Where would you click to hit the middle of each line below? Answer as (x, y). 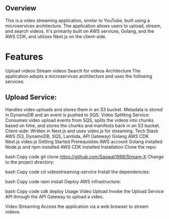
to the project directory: (30, 162)
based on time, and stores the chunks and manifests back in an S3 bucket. (83, 125)
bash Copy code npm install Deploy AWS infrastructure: (63, 181)
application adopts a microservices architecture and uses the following (79, 76)
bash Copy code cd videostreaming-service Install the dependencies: (78, 172)
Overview (21, 8)
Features (24, 57)
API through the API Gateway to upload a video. (55, 196)
